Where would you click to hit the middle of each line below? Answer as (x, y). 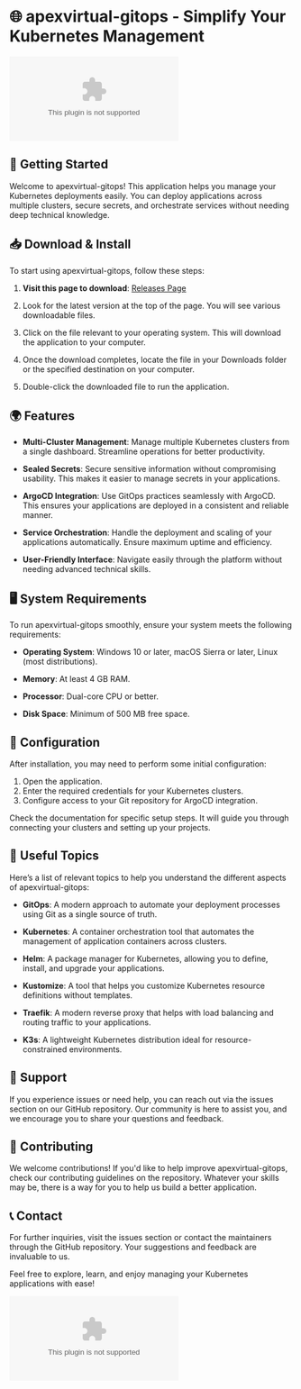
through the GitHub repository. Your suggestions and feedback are (133, 1247)
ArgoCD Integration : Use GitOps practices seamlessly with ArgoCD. (149, 496)
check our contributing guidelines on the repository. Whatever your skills (144, 1178)
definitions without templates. (78, 995)
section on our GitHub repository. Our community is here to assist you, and (148, 1109)
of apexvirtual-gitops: (50, 887)
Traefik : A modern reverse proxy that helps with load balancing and (148, 1012)
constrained (45, 1049)
